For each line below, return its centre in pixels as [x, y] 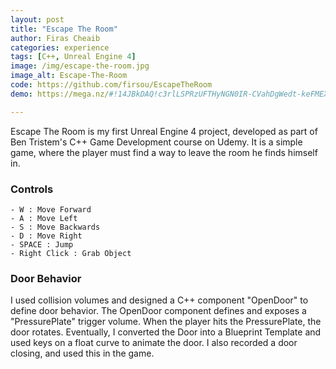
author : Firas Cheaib [55, 38]
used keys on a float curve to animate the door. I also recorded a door [154, 343]
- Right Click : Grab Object [71, 253]
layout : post [37, 19]
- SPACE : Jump [42, 244]
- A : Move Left [44, 218]
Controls [32, 189]
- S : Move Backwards [55, 227]
